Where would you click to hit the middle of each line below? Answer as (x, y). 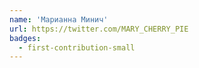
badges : (25, 38)
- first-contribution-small (77, 47)
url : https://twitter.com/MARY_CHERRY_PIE (99, 29)
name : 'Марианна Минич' (59, 19)
